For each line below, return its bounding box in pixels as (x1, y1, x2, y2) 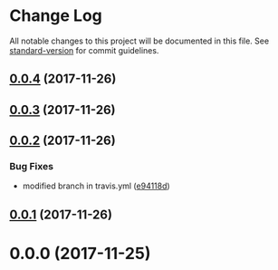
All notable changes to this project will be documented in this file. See (9, 35, 270, 46)
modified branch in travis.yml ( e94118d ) (22, 180, 170, 191)
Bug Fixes (9, 160, 54, 173)
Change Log (9, 5, 102, 26)
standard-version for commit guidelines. (9, 44, 159, 55)
